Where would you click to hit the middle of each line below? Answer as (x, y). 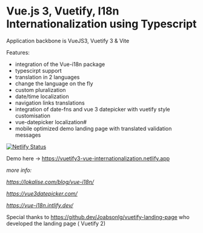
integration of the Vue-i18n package (60, 64)
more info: (19, 170)
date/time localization (42, 96)
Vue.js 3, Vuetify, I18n (63, 11)
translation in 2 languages (47, 77)
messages (28, 135)
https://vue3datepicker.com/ (42, 193)
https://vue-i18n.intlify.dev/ (40, 205)
